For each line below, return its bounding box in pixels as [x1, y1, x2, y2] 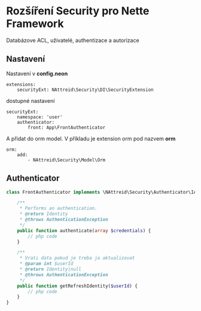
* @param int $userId [19, 261, 74, 267]
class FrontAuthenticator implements [6, 189, 100, 195]
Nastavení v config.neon [6, 70, 68, 77]
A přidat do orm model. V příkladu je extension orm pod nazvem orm [6, 135, 176, 142]
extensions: [6, 81, 36, 87]
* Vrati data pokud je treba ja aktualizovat [19, 255, 135, 261]
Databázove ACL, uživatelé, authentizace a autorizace [6, 36, 139, 44]
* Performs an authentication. [19, 205, 98, 212]
